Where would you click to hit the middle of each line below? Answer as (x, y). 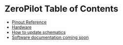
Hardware (22, 27)
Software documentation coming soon (50, 37)
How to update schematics (39, 32)
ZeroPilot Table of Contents (61, 9)
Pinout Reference (29, 22)
